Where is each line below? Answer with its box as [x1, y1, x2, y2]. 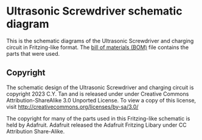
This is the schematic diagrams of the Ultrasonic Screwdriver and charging [6, 37, 194, 44]
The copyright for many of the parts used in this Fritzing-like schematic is [6, 115, 190, 122]
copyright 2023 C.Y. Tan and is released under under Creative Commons [6, 90, 189, 98]
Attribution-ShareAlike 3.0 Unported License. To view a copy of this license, [6, 96, 197, 104]
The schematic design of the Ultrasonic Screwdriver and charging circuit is [6, 84, 194, 91]
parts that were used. [6, 50, 60, 57]
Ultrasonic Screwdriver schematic [6, 4, 183, 18]
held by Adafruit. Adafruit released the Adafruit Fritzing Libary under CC [6, 121, 187, 128]
